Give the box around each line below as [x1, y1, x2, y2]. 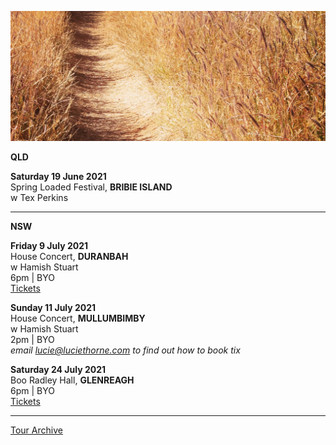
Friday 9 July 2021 [10, 240, 89, 252]
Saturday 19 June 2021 [10, 171, 107, 183]
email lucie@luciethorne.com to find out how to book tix [10, 344, 241, 356]
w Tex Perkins [10, 192, 69, 204]
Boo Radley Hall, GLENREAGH [10, 374, 135, 386]
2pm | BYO [10, 334, 55, 346]
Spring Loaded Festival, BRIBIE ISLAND [10, 181, 173, 193]
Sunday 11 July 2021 [10, 302, 97, 314]
